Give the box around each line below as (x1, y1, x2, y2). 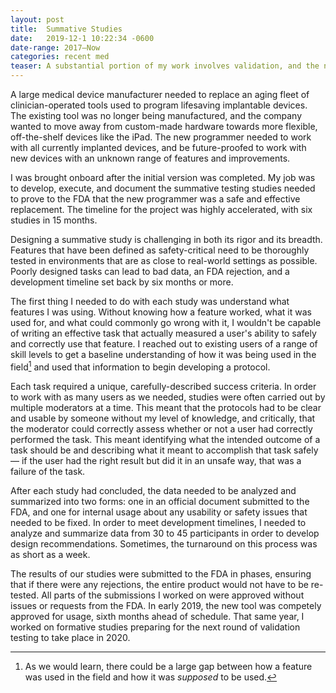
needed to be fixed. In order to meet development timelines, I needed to (10, 516, 307, 528)
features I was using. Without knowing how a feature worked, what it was (10, 306, 312, 318)
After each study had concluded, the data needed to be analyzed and (10, 484, 297, 496)
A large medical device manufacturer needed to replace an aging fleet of (10, 89, 310, 100)
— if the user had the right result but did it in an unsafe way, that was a (10, 454, 302, 466)
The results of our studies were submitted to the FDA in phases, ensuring (10, 567, 312, 580)
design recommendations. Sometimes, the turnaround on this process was (10, 537, 318, 550)
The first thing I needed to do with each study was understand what (10, 296, 290, 307)
